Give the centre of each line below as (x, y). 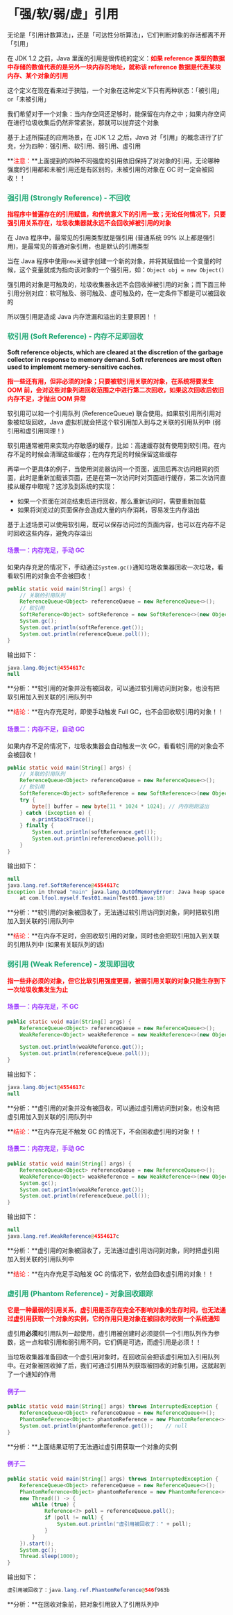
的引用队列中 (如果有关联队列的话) (56, 945)
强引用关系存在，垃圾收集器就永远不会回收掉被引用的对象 (89, 223)
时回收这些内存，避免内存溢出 (50, 533)
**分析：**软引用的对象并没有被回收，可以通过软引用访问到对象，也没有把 (114, 688)
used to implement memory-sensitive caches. (75, 367)
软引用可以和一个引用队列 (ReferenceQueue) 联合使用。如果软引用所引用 (111, 413)
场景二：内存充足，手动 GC (46, 1149)
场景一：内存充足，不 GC (43, 1007)
